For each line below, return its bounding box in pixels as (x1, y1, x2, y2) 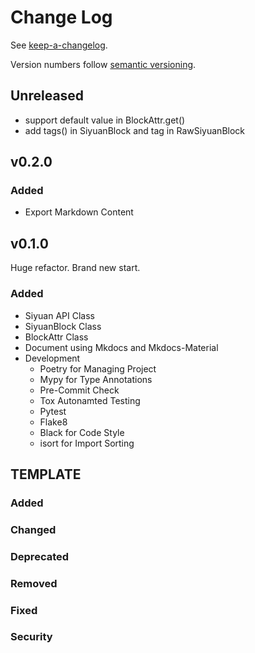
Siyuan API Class (24, 309, 95, 321)
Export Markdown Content (24, 206, 134, 218)
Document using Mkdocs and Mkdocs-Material (24, 341, 219, 353)
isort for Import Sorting (39, 437, 135, 449)
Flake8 (39, 416, 68, 428)
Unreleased (10, 87, 85, 105)
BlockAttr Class (24, 331, 89, 343)
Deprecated (10, 549, 70, 563)
